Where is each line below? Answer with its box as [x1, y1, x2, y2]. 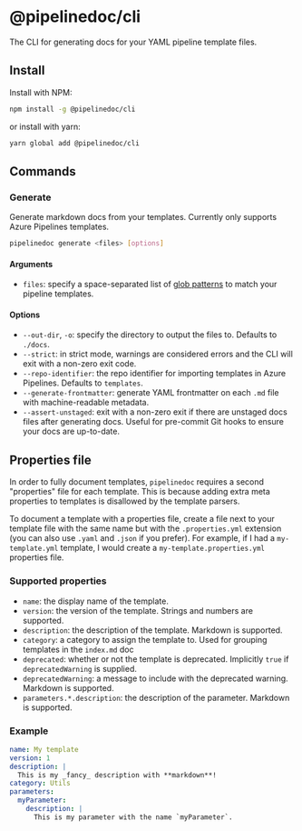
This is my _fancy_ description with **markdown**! [17, 770, 218, 779]
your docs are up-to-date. [22, 426, 121, 437]
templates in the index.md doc [22, 644, 134, 655]
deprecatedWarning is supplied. [22, 663, 138, 674]
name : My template [9, 745, 79, 754]
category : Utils [9, 779, 71, 788]
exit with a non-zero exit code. [22, 358, 137, 369]
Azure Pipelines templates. [9, 221, 110, 233]
